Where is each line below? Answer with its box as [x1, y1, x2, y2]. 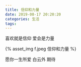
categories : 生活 [5, 16, 40, 21]
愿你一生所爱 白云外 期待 [5, 57, 56, 63]
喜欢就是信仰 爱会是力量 [5, 35, 55, 41]
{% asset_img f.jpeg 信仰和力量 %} [5, 46, 77, 52]
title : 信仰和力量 [5, 7, 40, 12]
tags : [5, 21, 16, 26]
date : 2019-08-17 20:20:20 [5, 12, 61, 17]
